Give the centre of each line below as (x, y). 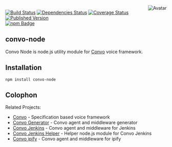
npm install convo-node (31, 79)
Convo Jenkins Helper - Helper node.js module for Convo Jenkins (82, 133)
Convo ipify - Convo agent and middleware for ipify (67, 139)
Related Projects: (23, 107)
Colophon (21, 95)
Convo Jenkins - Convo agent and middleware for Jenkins (74, 128)
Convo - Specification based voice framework (61, 117)
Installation (24, 68)
